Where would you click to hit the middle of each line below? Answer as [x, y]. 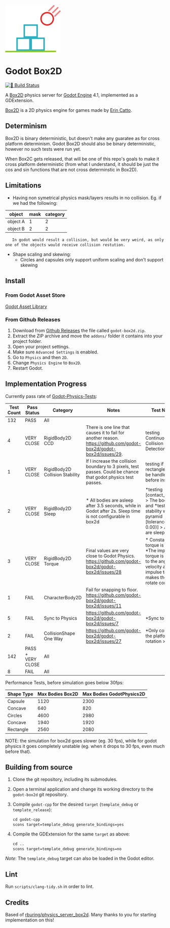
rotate [152, 583]
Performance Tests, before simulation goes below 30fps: [65, 683]
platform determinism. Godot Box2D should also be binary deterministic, [80, 144]
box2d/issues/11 [104, 606]
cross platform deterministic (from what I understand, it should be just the [82, 164]
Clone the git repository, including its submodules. [65, 779]
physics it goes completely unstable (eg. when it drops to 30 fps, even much [85, 746]
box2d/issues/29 [104, 454]
